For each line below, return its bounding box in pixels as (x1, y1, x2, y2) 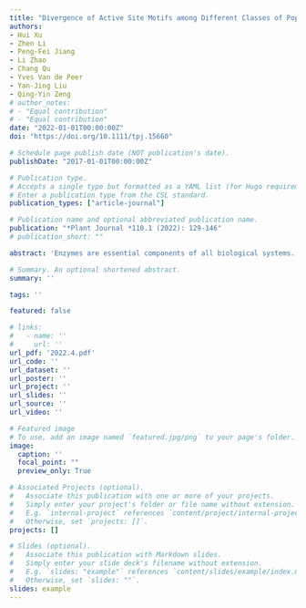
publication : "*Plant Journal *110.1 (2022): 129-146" (9, 224, 222, 233)
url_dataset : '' (9, 366, 71, 375)
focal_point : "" (17, 458, 79, 468)
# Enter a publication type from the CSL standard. (9, 191, 209, 200)
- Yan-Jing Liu (9, 81, 67, 90)
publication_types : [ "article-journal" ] (9, 199, 166, 208)
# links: (9, 323, 43, 333)
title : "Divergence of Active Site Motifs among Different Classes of (9, 13, 283, 23)
